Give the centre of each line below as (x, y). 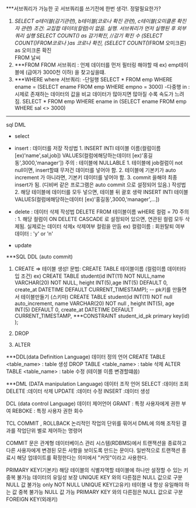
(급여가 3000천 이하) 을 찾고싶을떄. (66, 72)
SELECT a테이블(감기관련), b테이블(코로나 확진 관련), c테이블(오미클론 (95, 21)
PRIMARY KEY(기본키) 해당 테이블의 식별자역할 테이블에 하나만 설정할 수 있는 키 (97, 470)
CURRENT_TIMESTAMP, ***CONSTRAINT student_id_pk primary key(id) (102, 316)
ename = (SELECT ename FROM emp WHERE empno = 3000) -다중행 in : (102, 87)
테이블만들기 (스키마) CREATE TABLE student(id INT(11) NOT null (97, 297)
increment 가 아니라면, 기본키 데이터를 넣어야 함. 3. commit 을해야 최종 (96, 177)
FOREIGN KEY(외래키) (32, 499)
